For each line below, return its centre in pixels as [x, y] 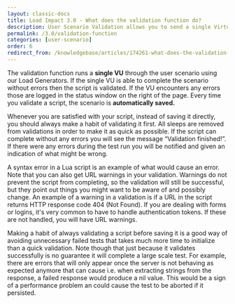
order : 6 [20, 46]
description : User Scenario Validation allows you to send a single [109, 27]
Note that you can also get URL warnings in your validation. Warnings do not [117, 174]
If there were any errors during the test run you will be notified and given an [116, 146]
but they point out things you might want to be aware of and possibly [106, 190]
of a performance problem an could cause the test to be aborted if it [106, 285]
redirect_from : [29, 53]
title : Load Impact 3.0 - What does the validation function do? [104, 20]
